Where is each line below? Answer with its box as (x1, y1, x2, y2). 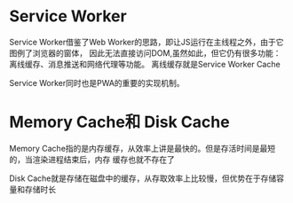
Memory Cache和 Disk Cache (9, 113, 230, 132)
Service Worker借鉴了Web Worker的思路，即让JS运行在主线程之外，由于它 (9, 36, 284, 47)
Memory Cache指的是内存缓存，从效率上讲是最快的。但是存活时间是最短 (9, 143, 276, 153)
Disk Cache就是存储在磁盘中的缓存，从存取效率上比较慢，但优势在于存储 (9, 173, 277, 183)
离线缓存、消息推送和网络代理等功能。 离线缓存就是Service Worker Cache (9, 59, 281, 69)
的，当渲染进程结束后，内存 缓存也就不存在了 (9, 153, 175, 165)
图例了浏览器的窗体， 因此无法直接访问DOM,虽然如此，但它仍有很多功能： (9, 47, 281, 59)
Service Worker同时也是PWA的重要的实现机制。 (9, 77, 185, 88)
